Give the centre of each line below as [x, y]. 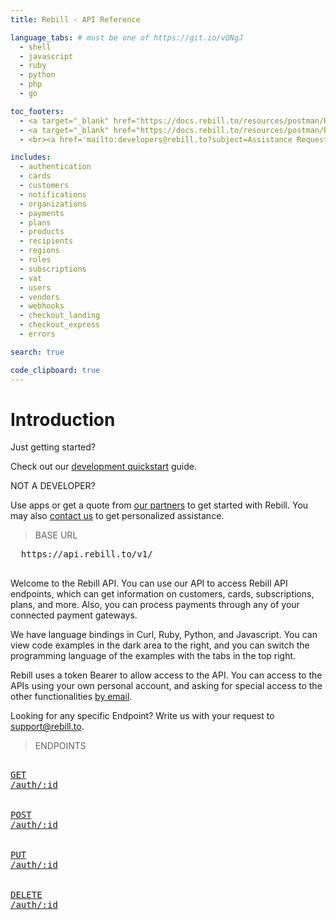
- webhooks [42, 306]
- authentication [55, 167]
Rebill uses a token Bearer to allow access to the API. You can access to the [166, 675]
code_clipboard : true [55, 370]
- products [42, 232]
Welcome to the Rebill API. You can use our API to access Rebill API [149, 583]
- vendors [39, 297]
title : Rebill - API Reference [75, 19]
